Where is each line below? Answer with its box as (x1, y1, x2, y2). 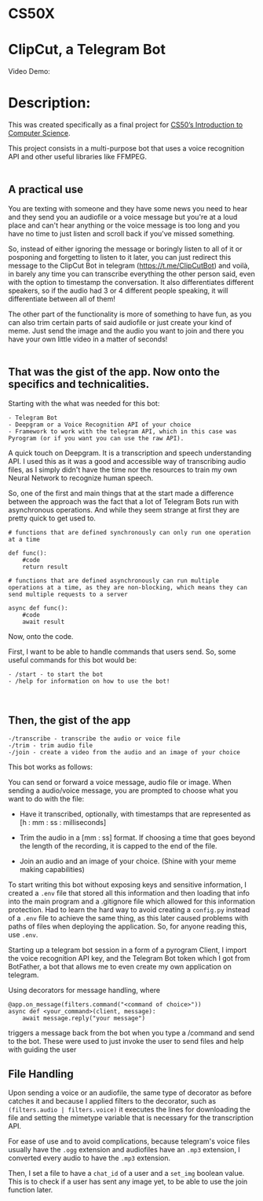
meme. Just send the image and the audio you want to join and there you (8, 326, 245, 335)
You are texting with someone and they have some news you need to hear (8, 203, 248, 213)
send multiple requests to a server (8, 590, 128, 598)
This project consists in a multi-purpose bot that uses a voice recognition (8, 144, 245, 153)
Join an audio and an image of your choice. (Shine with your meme (19, 856, 237, 866)
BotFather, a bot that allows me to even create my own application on (8, 962, 232, 971)
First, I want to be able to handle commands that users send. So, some (8, 647, 236, 656)
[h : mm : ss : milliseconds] (19, 817, 107, 827)
